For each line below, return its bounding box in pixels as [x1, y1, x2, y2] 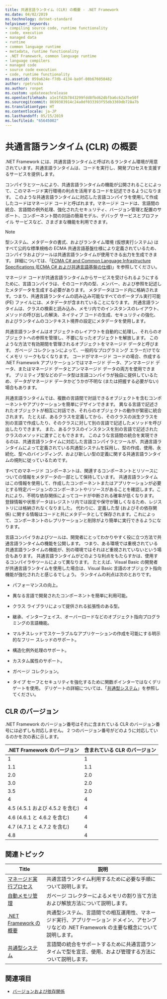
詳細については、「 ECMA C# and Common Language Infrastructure [14, 257, 151, 263]
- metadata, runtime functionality [5, 49, 79, 54]
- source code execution [5, 68, 57, 73]
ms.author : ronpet [5, 85, 43, 91]
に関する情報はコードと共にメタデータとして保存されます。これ [12, 511, 143, 517]
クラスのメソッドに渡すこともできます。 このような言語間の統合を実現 [5, 432, 150, 438]
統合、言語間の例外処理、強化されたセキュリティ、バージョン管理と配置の [5, 206, 158, 212]
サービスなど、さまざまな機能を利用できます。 [14, 219, 110, 225]
